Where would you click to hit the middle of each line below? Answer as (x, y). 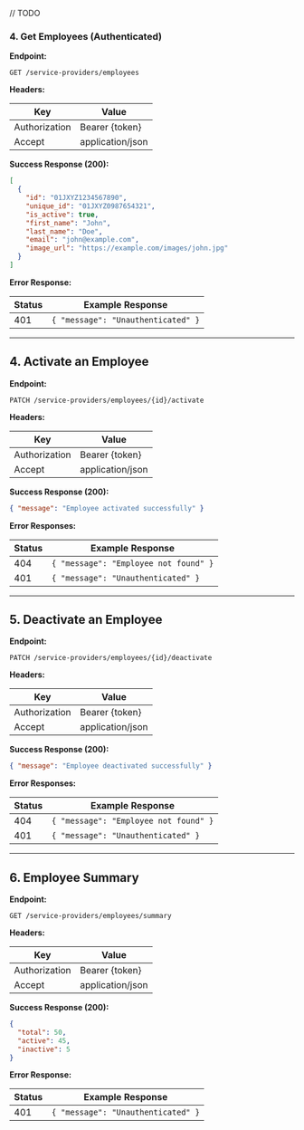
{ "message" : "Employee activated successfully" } (107, 508)
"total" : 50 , (42, 1032)
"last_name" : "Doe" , (64, 231)
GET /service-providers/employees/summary (90, 916)
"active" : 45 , (44, 1040)
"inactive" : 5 (44, 1049)
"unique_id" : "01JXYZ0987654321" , (90, 206)
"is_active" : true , (62, 215)
